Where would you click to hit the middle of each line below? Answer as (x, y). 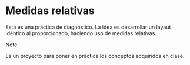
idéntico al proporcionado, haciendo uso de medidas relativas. (81, 33)
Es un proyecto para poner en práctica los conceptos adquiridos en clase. (95, 56)
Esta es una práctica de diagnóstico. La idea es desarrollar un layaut (88, 27)
